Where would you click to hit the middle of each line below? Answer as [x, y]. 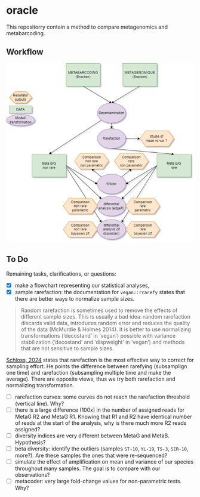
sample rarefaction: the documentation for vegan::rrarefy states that [100, 292]
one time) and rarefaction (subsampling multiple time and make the [89, 372]
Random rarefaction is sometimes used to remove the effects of [99, 310]
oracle [22, 10]
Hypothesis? [30, 443]
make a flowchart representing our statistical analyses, [82, 285]
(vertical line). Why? [39, 403]
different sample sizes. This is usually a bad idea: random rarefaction [106, 316]
